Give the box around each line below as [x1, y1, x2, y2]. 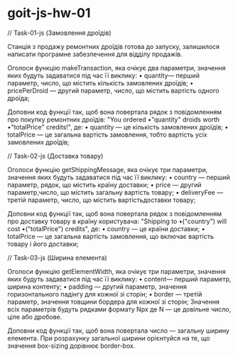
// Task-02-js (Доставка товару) [7, 151, 104, 160]
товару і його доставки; [7, 240, 79, 248]
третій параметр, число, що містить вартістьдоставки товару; [7, 196, 196, 204]
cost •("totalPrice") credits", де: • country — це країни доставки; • [7, 224, 205, 233]
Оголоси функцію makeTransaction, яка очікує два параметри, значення [7, 63, 226, 72]
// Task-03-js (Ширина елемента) [7, 253, 108, 262]
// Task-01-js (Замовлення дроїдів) [7, 28, 112, 37]
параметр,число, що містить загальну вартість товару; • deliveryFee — [7, 188, 224, 196]
